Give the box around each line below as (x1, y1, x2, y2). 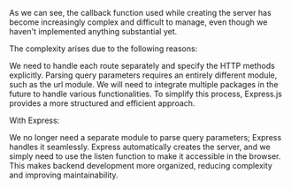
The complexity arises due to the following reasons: (9, 43, 198, 54)
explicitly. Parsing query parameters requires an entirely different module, (9, 70, 278, 80)
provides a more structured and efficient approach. (9, 98, 195, 109)
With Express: (9, 115, 60, 125)
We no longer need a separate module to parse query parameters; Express (9, 132, 282, 142)
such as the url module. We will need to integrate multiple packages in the (9, 79, 279, 89)
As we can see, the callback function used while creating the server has (9, 8, 272, 18)
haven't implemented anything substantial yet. (9, 26, 178, 36)
